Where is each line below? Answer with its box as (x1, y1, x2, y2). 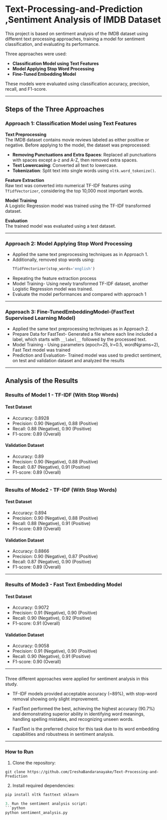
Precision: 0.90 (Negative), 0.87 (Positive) (12, 553, 98, 559)
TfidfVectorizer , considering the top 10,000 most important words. (5, 188, 144, 194)
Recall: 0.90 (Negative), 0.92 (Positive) (12, 615, 92, 621)
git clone (5, 769, 26, 774)
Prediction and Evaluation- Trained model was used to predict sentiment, (12, 352, 162, 358)
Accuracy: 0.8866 (12, 548, 50, 554)
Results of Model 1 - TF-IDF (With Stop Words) (5, 392, 119, 399)
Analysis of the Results (5, 377, 79, 385)
